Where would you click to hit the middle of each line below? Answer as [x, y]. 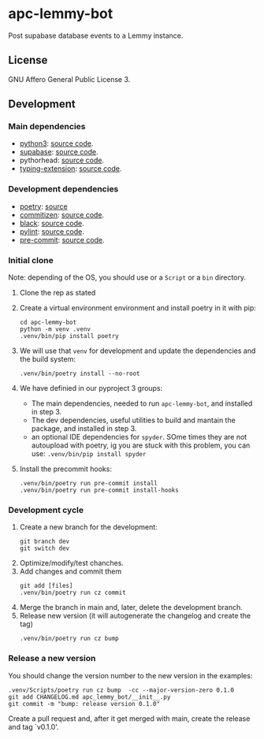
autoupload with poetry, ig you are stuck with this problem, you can [141, 445]
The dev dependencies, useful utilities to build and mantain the [134, 420]
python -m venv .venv [55, 329]
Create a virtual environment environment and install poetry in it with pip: [138, 308]
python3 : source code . [56, 143]
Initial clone [31, 260]
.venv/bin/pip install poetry [69, 336]
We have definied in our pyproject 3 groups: [91, 388]
